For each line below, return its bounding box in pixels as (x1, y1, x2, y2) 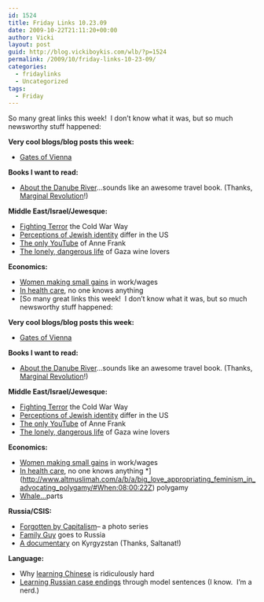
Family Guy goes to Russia (19, 530, 106, 540)
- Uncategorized (15, 77, 68, 85)
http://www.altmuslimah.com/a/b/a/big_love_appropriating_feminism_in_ (22, 475, 256, 484)
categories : (8, 63, 47, 71)
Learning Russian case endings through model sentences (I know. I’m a (19, 578, 253, 587)
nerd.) (19, 585, 39, 595)
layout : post (8, 41, 51, 49)
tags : (8, 84, 26, 93)
